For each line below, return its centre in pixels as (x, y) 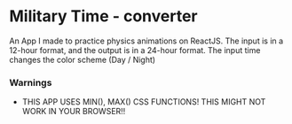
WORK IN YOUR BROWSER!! (74, 112)
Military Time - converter (103, 16)
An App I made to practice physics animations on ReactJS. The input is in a (146, 41)
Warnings (31, 82)
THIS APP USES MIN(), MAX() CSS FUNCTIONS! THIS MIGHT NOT (144, 102)
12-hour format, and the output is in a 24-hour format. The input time (135, 50)
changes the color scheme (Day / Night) (83, 59)
